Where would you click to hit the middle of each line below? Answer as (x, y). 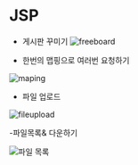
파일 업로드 (41, 96)
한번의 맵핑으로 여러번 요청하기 (76, 60)
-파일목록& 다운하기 (44, 132)
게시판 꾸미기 (45, 41)
